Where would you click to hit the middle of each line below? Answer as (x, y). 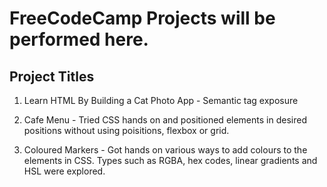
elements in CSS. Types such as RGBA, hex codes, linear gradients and (170, 160)
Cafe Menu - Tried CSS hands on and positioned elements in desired (165, 120)
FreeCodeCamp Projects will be (142, 18)
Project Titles (52, 76)
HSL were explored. (64, 171)
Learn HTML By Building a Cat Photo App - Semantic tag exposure (161, 100)
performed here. (79, 39)
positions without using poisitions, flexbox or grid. (126, 130)
